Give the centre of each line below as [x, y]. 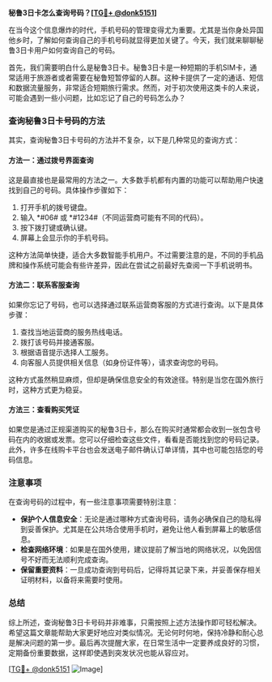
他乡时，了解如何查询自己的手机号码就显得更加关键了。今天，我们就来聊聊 [132, 40]
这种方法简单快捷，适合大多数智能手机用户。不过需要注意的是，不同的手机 [132, 255]
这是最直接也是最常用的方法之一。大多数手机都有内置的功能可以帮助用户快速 [136, 180]
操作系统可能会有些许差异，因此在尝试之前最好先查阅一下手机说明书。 [139, 265]
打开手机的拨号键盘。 [55, 207]
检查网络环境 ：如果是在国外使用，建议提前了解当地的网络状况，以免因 [137, 550]
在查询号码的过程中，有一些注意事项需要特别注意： [93, 502]
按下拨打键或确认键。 [55, 227]
